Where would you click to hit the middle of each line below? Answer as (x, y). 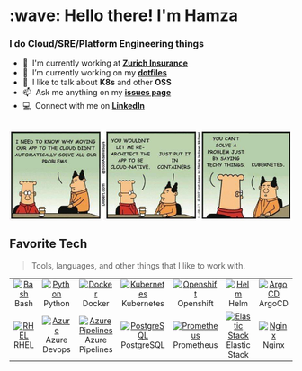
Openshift (195, 304)
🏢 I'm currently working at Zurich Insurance (105, 63)
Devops (57, 349)
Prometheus (195, 344)
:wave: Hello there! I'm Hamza (124, 16)
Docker (96, 304)
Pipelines (96, 349)
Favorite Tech (49, 244)
